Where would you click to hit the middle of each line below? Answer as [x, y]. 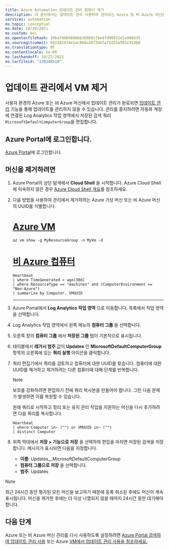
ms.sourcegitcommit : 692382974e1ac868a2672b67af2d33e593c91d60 [73, 43]
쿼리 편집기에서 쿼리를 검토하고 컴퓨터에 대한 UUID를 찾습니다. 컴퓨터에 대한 [87, 363]
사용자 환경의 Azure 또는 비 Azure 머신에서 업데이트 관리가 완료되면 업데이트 [80, 103]
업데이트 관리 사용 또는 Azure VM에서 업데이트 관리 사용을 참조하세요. [79, 541]
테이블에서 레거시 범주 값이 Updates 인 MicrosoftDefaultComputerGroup [87, 346]
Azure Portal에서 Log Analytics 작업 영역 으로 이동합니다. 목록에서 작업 [83, 308]
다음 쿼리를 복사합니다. [40, 413]
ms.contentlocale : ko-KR [31, 52]
